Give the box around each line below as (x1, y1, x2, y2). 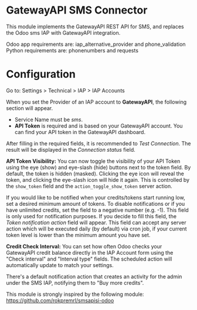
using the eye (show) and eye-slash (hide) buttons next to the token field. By (6, 164, 191, 171)
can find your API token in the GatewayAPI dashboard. (14, 128, 145, 135)
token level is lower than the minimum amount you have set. (6, 231, 151, 238)
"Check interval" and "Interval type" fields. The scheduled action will (6, 255, 172, 262)
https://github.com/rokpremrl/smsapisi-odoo (6, 296, 114, 304)
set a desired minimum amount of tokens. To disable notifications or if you (6, 200, 185, 207)
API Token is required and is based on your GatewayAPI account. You (14, 122, 183, 129)
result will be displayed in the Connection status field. (6, 146, 136, 153)
